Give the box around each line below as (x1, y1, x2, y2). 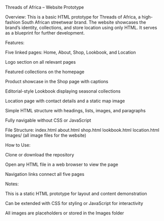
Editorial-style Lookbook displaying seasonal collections (5, 88, 121, 94)
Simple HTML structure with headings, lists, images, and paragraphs (5, 108, 146, 113)
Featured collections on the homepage (5, 69, 85, 75)
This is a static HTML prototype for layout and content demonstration (5, 190, 147, 196)
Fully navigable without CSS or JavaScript (5, 117, 91, 123)
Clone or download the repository (5, 152, 74, 157)
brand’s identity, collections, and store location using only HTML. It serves (5, 25, 158, 31)
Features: (5, 40, 25, 46)
